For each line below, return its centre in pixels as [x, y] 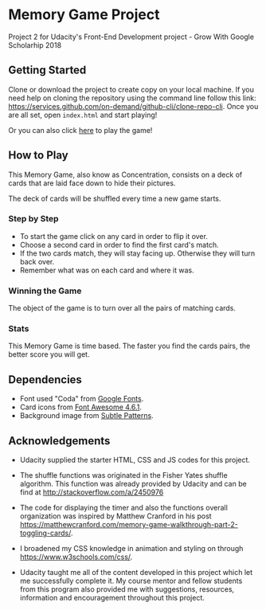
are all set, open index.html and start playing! [83, 115]
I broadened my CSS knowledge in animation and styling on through [131, 549]
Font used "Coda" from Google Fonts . [82, 399]
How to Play [39, 156]
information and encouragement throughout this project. [112, 598]
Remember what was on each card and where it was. [107, 270]
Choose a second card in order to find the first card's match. [119, 244]
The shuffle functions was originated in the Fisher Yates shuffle [124, 475]
